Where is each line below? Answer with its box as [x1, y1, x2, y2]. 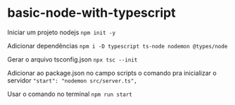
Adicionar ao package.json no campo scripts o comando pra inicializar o [7, 69, 217, 77]
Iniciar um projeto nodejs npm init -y [7, 28, 116, 36]
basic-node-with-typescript [7, 5, 176, 21]
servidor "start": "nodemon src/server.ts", [7, 76, 137, 85]
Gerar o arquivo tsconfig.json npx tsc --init [7, 55, 138, 64]
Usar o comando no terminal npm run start [7, 90, 132, 98]
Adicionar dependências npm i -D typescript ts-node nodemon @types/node [7, 41, 228, 50]
